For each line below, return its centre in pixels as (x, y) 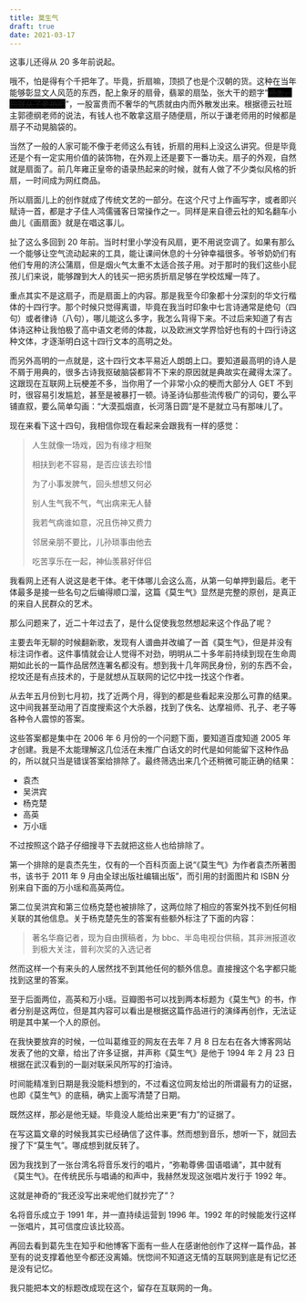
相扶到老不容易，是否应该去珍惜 (92, 464)
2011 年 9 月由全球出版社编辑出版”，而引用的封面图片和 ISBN (165, 876)
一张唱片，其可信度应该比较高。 (69, 1226)
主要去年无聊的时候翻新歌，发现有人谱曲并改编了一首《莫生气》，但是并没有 (151, 642)
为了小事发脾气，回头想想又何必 (92, 484)
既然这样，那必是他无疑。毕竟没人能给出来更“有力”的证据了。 (125, 1115)
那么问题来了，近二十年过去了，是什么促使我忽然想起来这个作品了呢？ (141, 623)
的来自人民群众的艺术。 (53, 604)
